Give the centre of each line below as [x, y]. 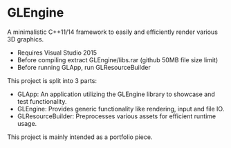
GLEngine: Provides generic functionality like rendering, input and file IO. [121, 109]
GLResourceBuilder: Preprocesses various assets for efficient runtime [117, 116]
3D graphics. [26, 39]
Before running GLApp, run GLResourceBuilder [84, 67]
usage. [27, 123]
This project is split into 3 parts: [52, 80]
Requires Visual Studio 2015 [57, 53]
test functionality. [42, 101]
